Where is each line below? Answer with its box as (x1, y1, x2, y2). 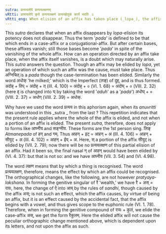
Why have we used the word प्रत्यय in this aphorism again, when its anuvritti (5, 104, 157, 110)
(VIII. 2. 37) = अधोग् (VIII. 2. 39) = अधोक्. (5, 94, 83, 100)
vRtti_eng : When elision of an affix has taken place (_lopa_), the (5, 16, 149, 21)
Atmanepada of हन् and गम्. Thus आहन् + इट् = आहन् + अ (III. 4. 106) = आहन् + (5, 131, 152, 137)
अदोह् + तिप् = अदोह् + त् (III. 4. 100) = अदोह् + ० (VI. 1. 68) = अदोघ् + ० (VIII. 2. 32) (5, 83, 156, 89)
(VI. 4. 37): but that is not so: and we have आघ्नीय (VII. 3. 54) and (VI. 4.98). (5, 153, 156, 159)
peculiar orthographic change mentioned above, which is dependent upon (5, 218, 157, 224)
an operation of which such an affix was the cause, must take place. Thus (5, 67, 156, 73)
